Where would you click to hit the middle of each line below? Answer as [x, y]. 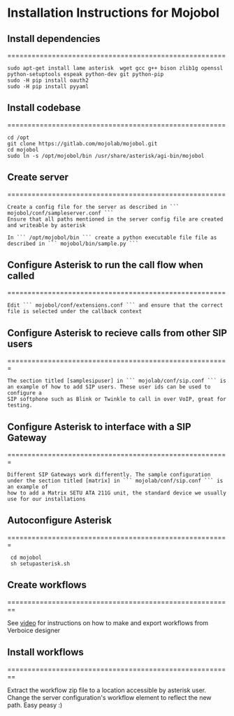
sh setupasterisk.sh [40, 564]
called [21, 276]
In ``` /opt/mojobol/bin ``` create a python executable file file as [112, 238]
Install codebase [44, 108]
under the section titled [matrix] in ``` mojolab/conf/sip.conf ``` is [115, 481]
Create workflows [47, 585]
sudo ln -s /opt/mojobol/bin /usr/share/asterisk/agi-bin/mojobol [106, 156]
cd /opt [19, 138]
